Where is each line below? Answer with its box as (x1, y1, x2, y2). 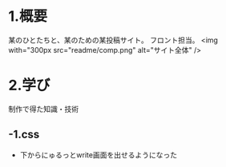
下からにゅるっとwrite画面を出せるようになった (19, 149, 178, 160)
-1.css (8, 128, 40, 141)
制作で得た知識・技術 (8, 104, 79, 113)
